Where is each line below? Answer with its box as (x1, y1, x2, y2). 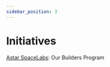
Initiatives (6, 34, 57, 47)
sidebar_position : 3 (6, 8, 58, 15)
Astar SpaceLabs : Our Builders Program (6, 54, 105, 61)
